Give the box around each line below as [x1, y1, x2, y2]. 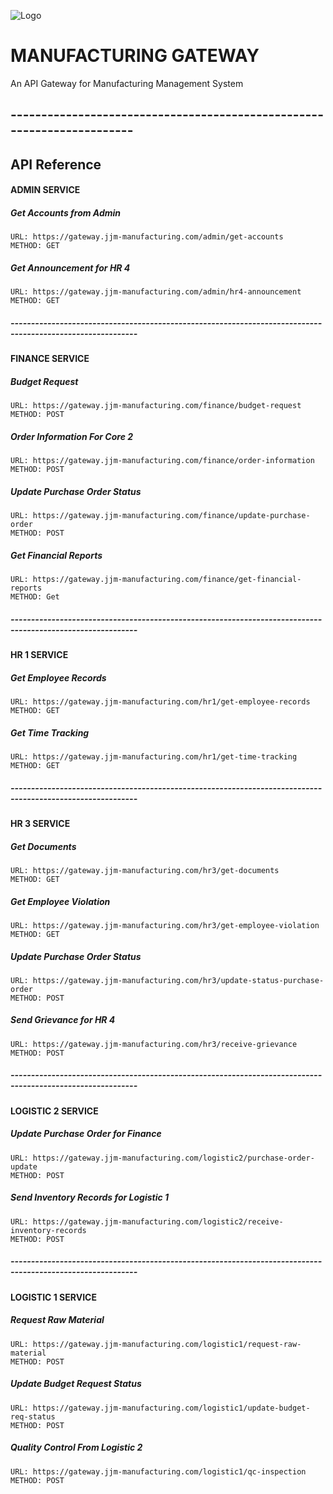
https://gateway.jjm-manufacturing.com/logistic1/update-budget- [32, 1403, 311, 1413]
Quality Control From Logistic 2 [10, 1441, 143, 1454]
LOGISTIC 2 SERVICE [10, 1105, 99, 1117]
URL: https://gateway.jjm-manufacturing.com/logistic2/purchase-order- [10, 1153, 315, 1163]
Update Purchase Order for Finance [10, 1128, 162, 1140]
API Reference [10, 156, 102, 173]
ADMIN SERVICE [10, 184, 81, 196]
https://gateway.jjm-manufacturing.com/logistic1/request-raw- [32, 1339, 302, 1349]
